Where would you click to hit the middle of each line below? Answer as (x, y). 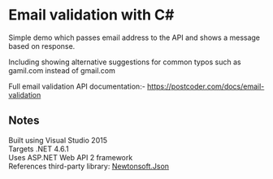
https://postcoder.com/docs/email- (206, 86)
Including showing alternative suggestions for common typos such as (125, 62)
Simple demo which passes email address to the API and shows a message (134, 37)
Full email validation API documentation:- (77, 86)
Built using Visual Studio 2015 (58, 140)
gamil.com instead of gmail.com (62, 70)
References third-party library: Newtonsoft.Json (89, 166)
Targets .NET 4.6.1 (39, 149)
